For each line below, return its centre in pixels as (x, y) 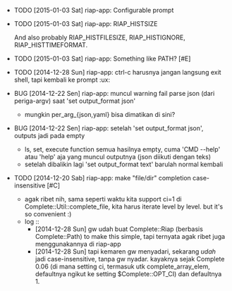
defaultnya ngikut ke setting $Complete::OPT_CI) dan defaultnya (128, 274)
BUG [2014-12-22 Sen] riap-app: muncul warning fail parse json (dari (114, 93)
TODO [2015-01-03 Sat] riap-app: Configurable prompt (94, 10)
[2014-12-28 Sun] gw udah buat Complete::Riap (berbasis (119, 229)
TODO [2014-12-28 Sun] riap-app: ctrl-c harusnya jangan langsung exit (117, 72)
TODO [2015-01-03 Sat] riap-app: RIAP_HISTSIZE (86, 24)
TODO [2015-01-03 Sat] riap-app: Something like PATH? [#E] (102, 58)
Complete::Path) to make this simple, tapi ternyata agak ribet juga (130, 236)
